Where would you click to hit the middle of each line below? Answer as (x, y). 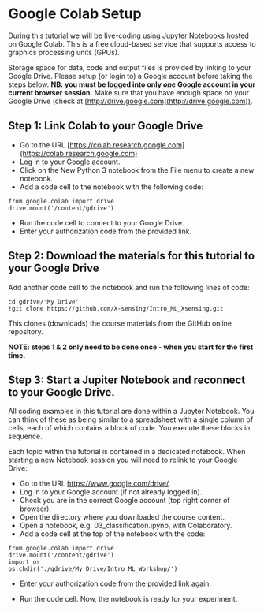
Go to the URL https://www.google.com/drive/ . (95, 484)
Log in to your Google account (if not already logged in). (111, 492)
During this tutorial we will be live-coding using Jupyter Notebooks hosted (129, 35)
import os (24, 562)
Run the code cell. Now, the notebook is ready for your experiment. (128, 599)
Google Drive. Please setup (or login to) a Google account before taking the (130, 76)
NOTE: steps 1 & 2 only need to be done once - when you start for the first (131, 347)
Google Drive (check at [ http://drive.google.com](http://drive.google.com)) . (130, 101)
